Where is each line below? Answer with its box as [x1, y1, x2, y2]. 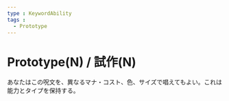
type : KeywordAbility [7, 10, 72, 17]
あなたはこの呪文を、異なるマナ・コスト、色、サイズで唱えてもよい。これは [7, 78, 223, 86]
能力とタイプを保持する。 [7, 87, 80, 95]
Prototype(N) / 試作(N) [7, 54, 136, 70]
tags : [7, 16, 26, 23]
